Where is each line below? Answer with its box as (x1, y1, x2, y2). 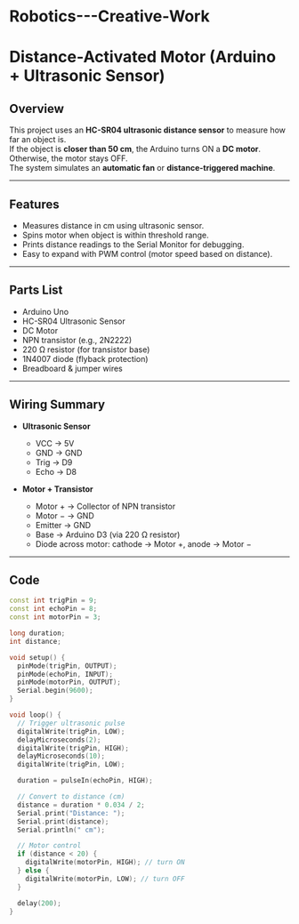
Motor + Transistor (21, 483, 93, 494)
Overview (9, 100, 65, 117)
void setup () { (9, 653, 66, 662)
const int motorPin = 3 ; (9, 613, 101, 622)
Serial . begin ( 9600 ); (17, 687, 93, 695)
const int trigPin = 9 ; (9, 596, 98, 606)
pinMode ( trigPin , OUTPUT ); (17, 661, 117, 671)
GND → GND (35, 447, 83, 458)
